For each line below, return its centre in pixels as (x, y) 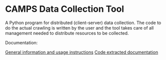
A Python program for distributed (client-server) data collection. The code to (83, 23)
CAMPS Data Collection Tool (65, 9)
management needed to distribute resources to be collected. (67, 33)
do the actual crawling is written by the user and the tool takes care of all (80, 28)
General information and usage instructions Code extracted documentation (82, 52)
